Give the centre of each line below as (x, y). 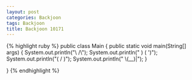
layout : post (23, 12)
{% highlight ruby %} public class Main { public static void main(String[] (96, 46)
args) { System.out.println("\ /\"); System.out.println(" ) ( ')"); (82, 53)
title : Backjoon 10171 (35, 29)
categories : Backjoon (34, 18)
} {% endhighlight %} (33, 71)
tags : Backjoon (26, 23)
